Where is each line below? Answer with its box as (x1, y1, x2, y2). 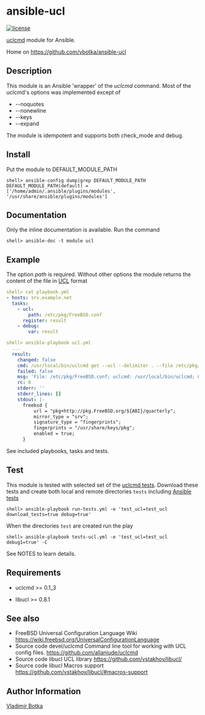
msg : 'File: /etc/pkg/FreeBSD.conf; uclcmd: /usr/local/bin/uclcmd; (17, 374, 195, 380)
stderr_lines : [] (17, 391, 62, 397)
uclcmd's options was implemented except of (6, 89, 121, 96)
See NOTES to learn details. (6, 550, 76, 557)
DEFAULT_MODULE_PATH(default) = (6, 183, 88, 189)
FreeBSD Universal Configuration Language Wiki (15, 630, 137, 637)
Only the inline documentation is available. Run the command (6, 226, 160, 233)
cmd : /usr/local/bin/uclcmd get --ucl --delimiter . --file (17, 362, 173, 369)
